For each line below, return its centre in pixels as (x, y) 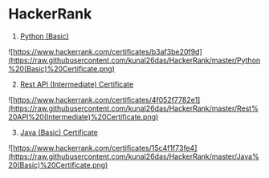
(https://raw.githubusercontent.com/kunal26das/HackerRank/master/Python (134, 60)
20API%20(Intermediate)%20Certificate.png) (84, 116)
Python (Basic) (45, 36)
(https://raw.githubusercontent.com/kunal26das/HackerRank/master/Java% (134, 156)
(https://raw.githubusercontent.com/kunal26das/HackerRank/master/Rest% (133, 108)
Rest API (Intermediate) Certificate (77, 84)
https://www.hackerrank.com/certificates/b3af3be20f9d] (108, 51)
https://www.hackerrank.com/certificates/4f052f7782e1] (107, 99)
